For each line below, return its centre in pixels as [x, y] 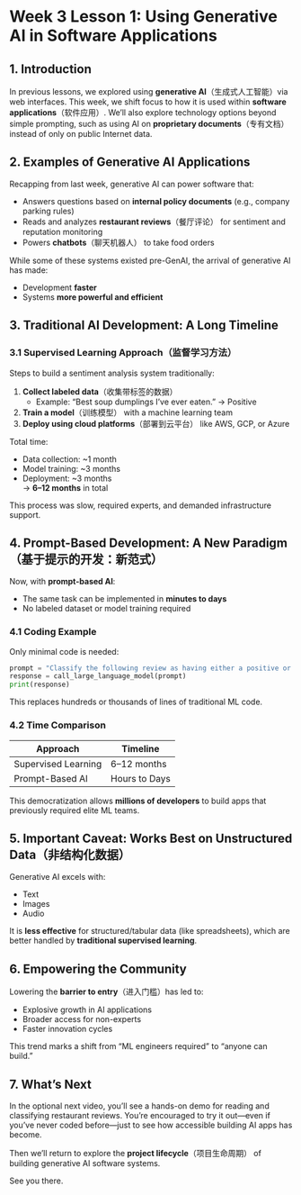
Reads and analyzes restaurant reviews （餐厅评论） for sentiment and [154, 222]
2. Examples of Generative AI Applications [130, 163]
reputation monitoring [62, 231]
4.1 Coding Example [53, 632]
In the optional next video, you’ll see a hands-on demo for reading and [139, 1106]
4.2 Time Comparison [58, 725]
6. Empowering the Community [98, 969]
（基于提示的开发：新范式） [86, 559]
